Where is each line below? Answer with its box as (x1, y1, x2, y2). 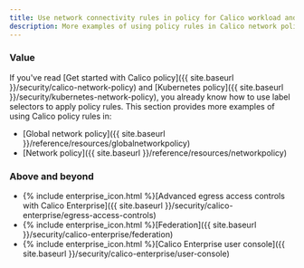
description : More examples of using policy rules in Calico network (9, 22, 278, 31)
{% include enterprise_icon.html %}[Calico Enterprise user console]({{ (22, 239, 285, 250)
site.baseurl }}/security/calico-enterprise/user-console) (22, 248, 231, 259)
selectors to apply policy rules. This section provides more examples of (9, 100, 275, 111)
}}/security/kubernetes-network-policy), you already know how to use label (9, 91, 291, 102)
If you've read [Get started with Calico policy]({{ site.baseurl (9, 72, 234, 82)
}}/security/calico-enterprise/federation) (22, 229, 174, 240)
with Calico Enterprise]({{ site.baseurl (22, 200, 163, 211)
